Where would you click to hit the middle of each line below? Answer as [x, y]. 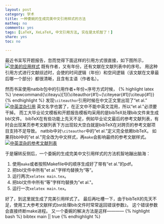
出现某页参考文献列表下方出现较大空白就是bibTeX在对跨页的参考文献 [82, 125]
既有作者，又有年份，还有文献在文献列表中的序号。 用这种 [99, 66]
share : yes [16, 37]
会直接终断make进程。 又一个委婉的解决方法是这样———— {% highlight [77, 211]
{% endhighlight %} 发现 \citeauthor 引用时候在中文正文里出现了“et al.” [76, 100]
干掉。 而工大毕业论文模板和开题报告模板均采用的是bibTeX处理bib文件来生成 [82, 112]
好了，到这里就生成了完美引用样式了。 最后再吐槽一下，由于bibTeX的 [74, 199]
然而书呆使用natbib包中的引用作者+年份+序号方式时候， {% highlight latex [80, 89]
